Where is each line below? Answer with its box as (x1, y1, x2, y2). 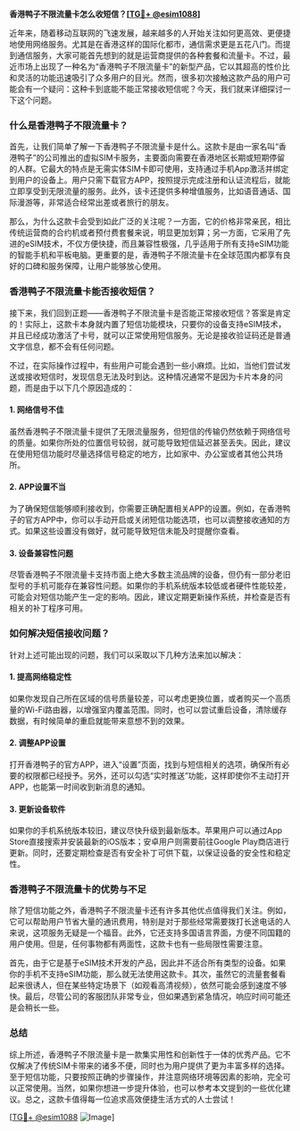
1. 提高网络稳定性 (9, 671, 72, 682)
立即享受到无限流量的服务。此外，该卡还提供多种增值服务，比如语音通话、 (9, 186, 283, 197)
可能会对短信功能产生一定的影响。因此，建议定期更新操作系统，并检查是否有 (9, 592, 291, 603)
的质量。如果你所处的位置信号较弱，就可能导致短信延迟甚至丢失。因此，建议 (9, 437, 291, 448)
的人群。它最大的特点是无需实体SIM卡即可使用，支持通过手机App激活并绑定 (9, 164, 289, 174)
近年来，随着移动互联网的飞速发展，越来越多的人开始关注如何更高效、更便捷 (9, 28, 291, 38)
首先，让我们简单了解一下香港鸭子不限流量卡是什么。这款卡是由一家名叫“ (9, 141, 279, 152)
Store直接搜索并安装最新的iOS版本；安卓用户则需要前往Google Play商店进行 (9, 836, 290, 848)
